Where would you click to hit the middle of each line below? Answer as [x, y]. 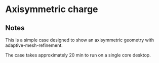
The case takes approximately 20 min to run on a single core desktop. [78, 55]
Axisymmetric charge [52, 9]
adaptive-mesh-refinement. [34, 45]
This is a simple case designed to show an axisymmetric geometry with [80, 40]
